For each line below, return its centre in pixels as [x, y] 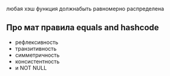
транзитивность [36, 48]
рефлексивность [37, 42]
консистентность [37, 61]
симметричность [37, 55]
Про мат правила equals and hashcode [83, 27]
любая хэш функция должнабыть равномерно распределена [85, 9]
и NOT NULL [31, 68]
